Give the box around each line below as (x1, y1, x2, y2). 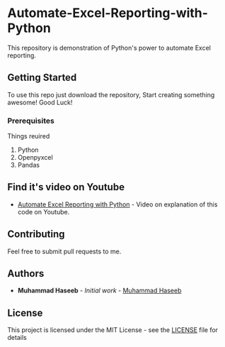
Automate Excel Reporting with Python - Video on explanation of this (17, 200, 218, 209)
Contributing (7, 228, 65, 241)
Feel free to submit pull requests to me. (7, 247, 122, 255)
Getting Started (7, 72, 77, 84)
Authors (7, 268, 45, 280)
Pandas (17, 161, 40, 170)
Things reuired (7, 132, 50, 141)
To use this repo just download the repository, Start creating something (7, 90, 215, 99)
